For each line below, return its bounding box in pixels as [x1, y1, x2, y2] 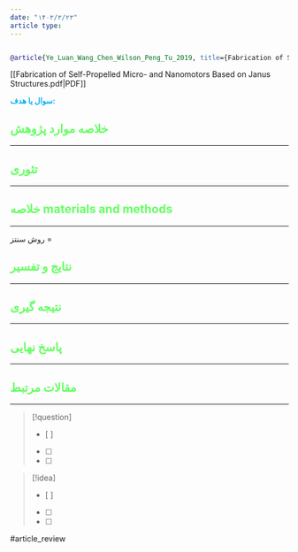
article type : [10, 21, 63, 30]
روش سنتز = [10, 234, 52, 244]
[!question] [31, 412, 73, 423]
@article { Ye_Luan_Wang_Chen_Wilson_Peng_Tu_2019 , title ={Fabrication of [10, 53, 284, 62]
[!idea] [31, 472, 57, 483]
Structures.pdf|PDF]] [10, 79, 87, 89]
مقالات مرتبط [10, 379, 77, 395]
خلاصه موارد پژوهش [10, 121, 109, 136]
